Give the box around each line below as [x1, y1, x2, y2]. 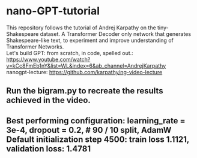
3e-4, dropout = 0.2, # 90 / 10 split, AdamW [6, 124, 172, 135]
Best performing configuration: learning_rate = [6, 116, 186, 126]
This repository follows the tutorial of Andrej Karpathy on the [6, 24, 156, 31]
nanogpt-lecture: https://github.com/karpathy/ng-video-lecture [6, 68, 163, 75]
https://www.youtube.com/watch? [6, 56, 91, 63]
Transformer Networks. [6, 43, 64, 50]
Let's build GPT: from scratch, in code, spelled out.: [6, 49, 133, 56]
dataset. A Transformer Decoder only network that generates [40, 30, 191, 37]
